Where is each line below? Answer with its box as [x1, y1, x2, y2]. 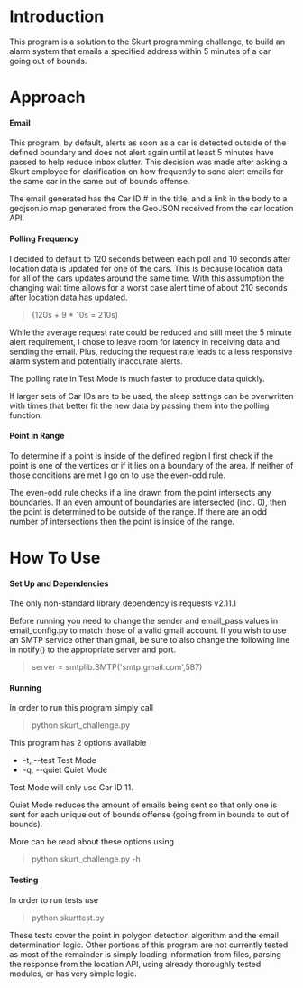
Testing [9, 874, 39, 885]
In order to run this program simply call [9, 703, 154, 713]
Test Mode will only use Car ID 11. [9, 782, 133, 793]
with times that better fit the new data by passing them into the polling [9, 400, 270, 411]
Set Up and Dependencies [9, 578, 109, 589]
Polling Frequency [9, 233, 79, 244]
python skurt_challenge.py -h [31, 853, 142, 864]
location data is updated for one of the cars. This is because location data [9, 263, 284, 274]
